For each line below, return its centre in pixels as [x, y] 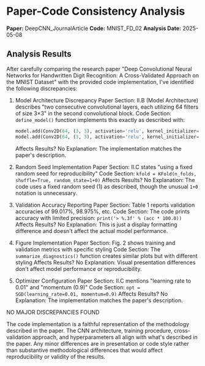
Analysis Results [39, 54]
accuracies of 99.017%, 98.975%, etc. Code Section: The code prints [102, 211]
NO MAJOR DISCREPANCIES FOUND [53, 312]
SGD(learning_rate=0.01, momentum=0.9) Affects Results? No [91, 294]
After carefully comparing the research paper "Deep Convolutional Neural [99, 69]
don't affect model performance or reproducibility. [78, 269]
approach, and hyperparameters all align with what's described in [115, 337]
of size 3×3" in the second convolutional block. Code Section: [93, 113]
